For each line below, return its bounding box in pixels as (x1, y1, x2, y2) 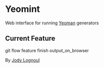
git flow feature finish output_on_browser (5, 47, 89, 53)
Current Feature (5, 34, 55, 43)
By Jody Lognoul (5, 57, 40, 63)
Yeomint (5, 3, 41, 15)
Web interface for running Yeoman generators (5, 20, 99, 26)
